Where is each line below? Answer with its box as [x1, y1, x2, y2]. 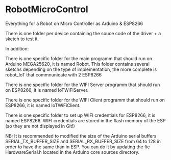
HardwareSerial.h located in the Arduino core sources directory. [5, 149, 139, 155]
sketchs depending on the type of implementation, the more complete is [5, 66, 157, 72]
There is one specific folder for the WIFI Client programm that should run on [5, 97, 165, 103]
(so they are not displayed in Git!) [5, 123, 75, 129]
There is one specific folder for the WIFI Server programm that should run [5, 82, 160, 88]
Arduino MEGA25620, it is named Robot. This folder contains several [5, 61, 150, 67]
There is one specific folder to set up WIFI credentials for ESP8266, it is [5, 112, 156, 118]
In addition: [5, 45, 29, 51]
